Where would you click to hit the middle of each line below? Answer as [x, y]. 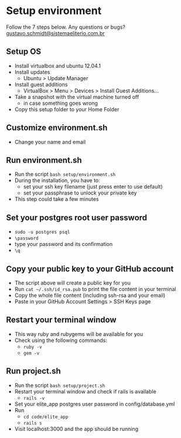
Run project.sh [34, 371]
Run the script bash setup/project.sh [60, 385]
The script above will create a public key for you [72, 283]
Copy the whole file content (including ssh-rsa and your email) [90, 295]
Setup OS [24, 52]
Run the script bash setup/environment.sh [65, 174]
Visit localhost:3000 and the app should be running [76, 429]
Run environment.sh [44, 160]
